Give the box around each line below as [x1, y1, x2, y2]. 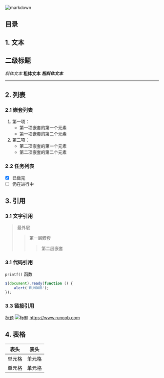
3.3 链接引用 [5, 302, 35, 309]
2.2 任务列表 [5, 163, 35, 170]
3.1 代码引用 [5, 259, 33, 266]
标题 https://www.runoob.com [5, 314, 80, 321]
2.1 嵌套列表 [5, 106, 33, 113]
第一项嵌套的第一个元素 [19, 125, 67, 131]
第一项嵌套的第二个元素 [19, 131, 67, 137]
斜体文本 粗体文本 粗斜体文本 [5, 70, 63, 76]
